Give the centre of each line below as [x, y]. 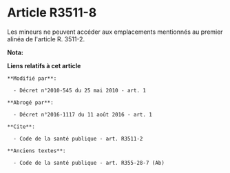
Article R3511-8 [52, 13]
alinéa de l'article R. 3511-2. [46, 39]
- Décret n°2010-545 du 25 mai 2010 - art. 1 [80, 90]
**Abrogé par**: [30, 102]
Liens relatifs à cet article [44, 65]
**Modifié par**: [32, 78]
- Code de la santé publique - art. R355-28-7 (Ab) [89, 163]
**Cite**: [21, 126]
